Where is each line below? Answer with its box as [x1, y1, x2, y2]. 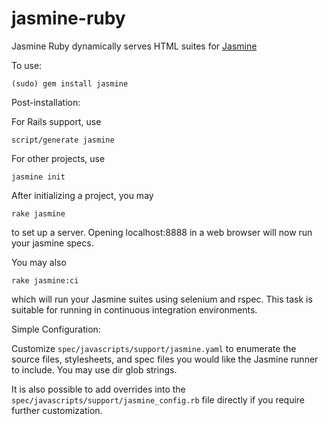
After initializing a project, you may [11, 189, 154, 201]
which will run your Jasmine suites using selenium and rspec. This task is [11, 293, 313, 305]
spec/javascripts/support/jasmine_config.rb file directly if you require [11, 393, 306, 406]
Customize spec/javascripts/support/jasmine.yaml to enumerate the [11, 342, 297, 354]
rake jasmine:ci [11, 275, 79, 286]
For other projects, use [11, 152, 106, 164]
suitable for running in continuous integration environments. [11, 303, 258, 316]
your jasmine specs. [11, 237, 94, 249]
